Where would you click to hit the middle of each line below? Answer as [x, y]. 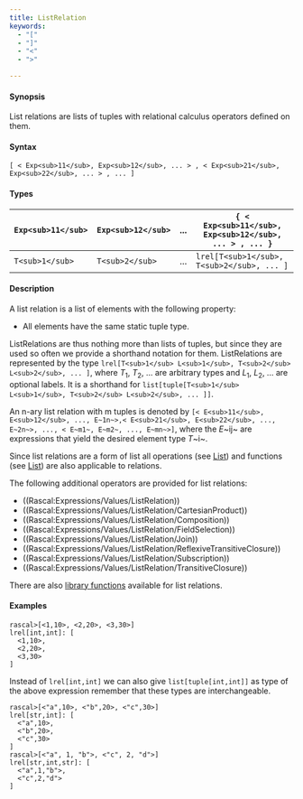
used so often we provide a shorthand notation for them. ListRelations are [146, 353]
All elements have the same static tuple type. [106, 326]
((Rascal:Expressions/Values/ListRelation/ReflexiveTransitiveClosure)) [151, 548]
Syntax [23, 146]
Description [32, 289]
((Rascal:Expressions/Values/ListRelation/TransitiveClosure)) [135, 567]
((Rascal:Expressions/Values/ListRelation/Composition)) [126, 519]
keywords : [28, 26]
